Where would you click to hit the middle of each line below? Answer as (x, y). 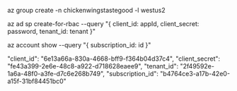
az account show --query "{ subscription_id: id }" (79, 45)
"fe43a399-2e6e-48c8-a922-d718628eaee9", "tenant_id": (93, 66)
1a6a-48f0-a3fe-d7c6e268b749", (56, 74)
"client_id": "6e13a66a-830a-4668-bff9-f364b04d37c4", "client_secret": (114, 59)
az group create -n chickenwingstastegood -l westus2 (86, 10)
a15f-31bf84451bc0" (37, 81)
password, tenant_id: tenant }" (51, 31)
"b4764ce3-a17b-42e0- (195, 74)
